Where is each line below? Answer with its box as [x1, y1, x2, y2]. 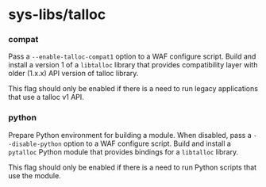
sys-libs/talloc [8, 6, 106, 24]
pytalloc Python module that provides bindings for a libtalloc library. [8, 147, 239, 156]
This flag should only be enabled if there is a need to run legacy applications [8, 84, 258, 93]
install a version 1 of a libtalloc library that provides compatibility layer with [8, 60, 258, 70]
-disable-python [8, 140, 62, 148]
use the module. [8, 170, 61, 180]
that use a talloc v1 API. [8, 93, 85, 102]
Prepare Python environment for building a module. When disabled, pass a [8, 130, 252, 139]
